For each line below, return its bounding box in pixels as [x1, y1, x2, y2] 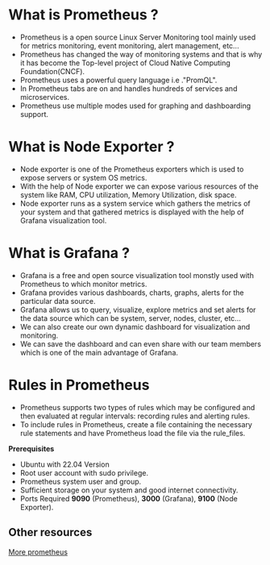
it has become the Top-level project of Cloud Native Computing [19, 58, 231, 68]
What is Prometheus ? [8, 6, 159, 24]
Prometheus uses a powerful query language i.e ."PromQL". [19, 75, 218, 85]
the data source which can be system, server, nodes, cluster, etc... [19, 313, 242, 323]
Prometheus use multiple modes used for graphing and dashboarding [19, 101, 251, 110]
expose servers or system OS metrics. [19, 172, 147, 182]
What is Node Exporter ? [8, 138, 175, 156]
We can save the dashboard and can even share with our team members [19, 339, 262, 348]
